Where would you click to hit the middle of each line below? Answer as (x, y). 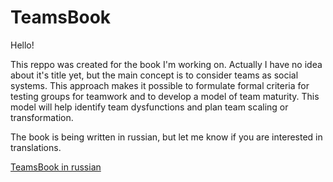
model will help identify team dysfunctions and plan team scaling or (149, 107)
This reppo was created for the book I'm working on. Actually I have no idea (166, 64)
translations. (36, 147)
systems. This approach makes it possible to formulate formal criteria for (160, 85)
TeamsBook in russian (56, 167)
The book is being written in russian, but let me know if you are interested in (166, 137)
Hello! (22, 45)
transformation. (42, 117)
